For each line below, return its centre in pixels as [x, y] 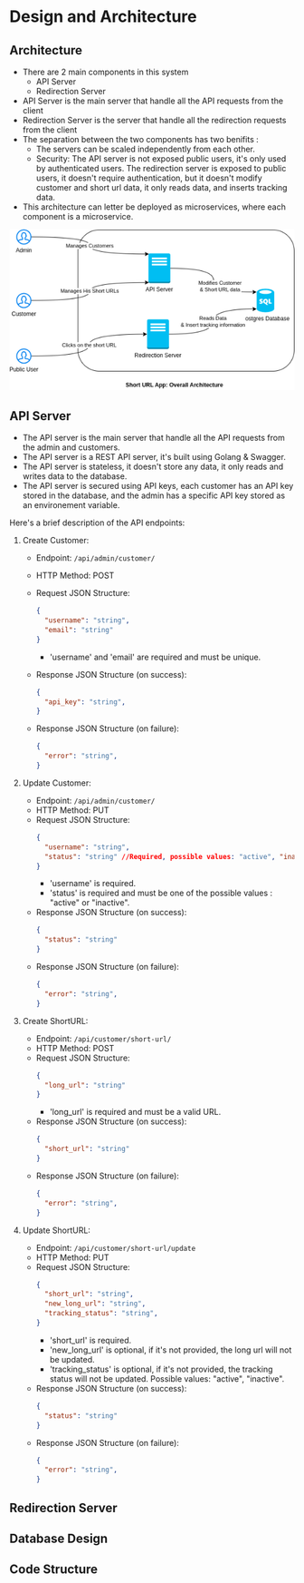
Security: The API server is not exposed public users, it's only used [161, 159]
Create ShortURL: [55, 1021]
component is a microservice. [78, 216]
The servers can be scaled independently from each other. [146, 149]
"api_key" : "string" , [85, 702]
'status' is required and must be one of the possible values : [161, 893]
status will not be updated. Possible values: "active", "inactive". [167, 1378]
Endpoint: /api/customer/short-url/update [116, 1247]
